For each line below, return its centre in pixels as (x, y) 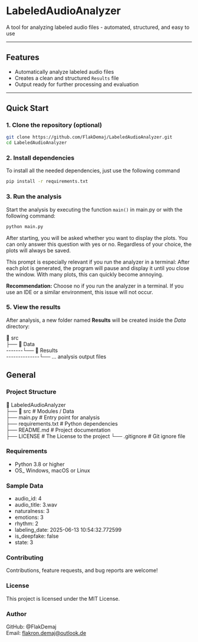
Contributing (25, 558)
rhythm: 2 (27, 524)
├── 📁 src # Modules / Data (40, 411)
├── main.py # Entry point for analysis (53, 417)
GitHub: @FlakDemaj (32, 627)
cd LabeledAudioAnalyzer (37, 143)
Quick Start (27, 108)
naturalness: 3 (32, 511)
